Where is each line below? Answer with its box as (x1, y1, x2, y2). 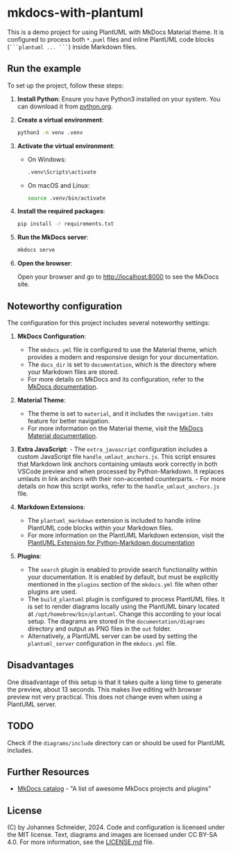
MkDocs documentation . (27, 382, 98, 391)
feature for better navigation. (27, 416, 110, 425)
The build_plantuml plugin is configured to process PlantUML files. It (27, 594, 225, 603)
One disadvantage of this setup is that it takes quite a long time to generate (7, 678, 222, 686)
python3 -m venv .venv (17, 129, 83, 136)
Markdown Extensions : (17, 503, 85, 511)
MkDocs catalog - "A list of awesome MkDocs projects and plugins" (17, 784, 212, 793)
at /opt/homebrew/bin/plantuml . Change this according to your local (27, 610, 221, 618)
